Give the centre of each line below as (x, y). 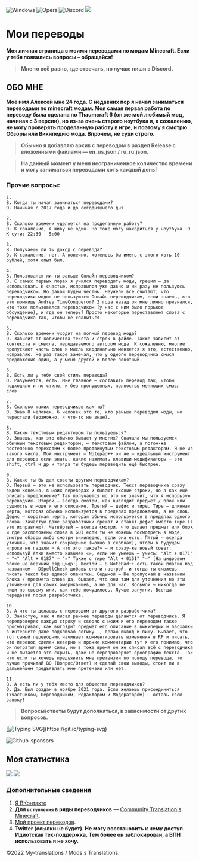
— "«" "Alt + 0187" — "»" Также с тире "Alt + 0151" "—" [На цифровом (96, 559)
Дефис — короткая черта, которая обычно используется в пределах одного (98, 517)
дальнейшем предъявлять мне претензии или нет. (66, 669)
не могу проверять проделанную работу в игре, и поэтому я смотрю (97, 127)
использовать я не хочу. (47, 841)
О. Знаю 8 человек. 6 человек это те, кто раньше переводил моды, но (94, 412)
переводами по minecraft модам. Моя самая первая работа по (88, 108)
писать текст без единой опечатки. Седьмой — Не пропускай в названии (96, 574)
